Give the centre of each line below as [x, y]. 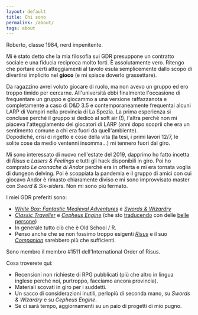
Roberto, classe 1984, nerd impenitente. [55, 45]
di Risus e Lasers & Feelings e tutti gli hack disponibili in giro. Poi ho [89, 161]
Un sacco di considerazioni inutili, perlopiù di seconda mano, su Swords [102, 294]
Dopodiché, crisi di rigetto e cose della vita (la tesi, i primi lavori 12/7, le [92, 137]
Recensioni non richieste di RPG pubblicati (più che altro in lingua [94, 275]
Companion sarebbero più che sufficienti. [65, 241]
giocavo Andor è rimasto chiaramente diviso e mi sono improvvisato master [98, 180]
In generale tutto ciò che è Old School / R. [65, 228]
